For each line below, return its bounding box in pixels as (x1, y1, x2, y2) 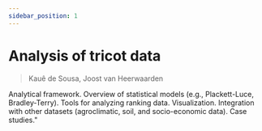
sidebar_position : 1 (8, 11, 79, 20)
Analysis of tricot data (8, 46, 161, 65)
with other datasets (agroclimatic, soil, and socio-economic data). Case (8, 106, 247, 116)
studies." (8, 115, 38, 125)
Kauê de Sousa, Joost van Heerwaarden (28, 74, 164, 83)
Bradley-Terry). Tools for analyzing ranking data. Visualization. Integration (8, 98, 255, 108)
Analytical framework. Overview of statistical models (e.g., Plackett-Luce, (8, 89, 254, 99)
